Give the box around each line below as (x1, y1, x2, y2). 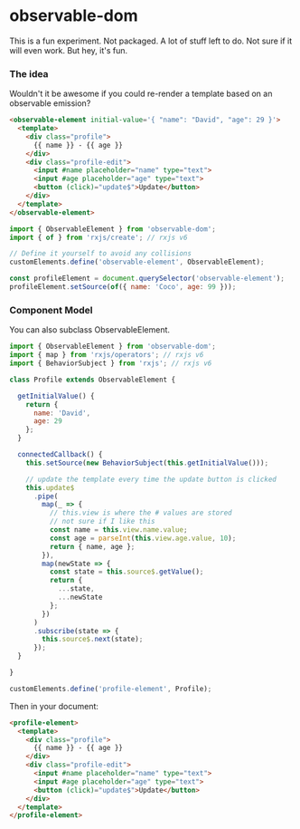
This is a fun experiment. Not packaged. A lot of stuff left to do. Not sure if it (9, 35, 293, 46)
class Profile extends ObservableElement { (9, 375, 176, 384)
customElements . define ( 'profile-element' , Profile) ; (9, 684, 212, 693)
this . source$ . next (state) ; (42, 635, 144, 644)
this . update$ (25, 483, 75, 492)
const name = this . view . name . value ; (49, 525, 188, 535)
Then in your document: (9, 700, 99, 711)
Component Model (9, 304, 93, 316)
